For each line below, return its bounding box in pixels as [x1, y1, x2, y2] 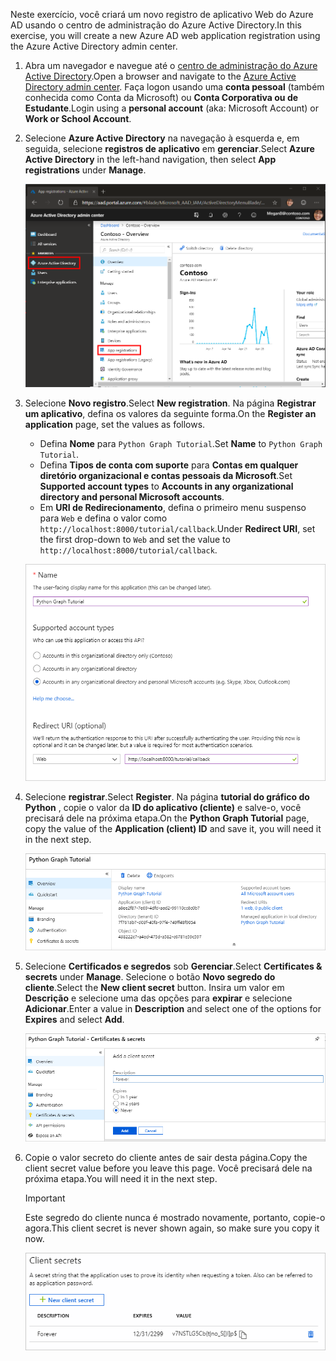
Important [24, 1192, 66, 1204]
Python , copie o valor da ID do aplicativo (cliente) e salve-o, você [24, 801, 302, 813]
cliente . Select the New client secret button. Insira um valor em [24, 982, 285, 994]
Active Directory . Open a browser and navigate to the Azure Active [24, 70, 297, 82]
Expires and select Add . [24, 1014, 125, 1026]
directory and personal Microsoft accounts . [39, 490, 225, 503]
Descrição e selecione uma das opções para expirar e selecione [24, 992, 293, 1004]
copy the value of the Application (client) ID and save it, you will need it [24, 822, 322, 834]
